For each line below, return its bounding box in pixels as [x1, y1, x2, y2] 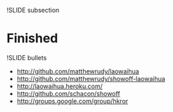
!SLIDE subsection [6, 6, 60, 14]
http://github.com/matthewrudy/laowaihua [16, 66, 140, 76]
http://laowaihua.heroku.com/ [16, 82, 103, 90]
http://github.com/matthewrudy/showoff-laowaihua [16, 74, 166, 83]
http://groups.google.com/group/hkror [16, 97, 129, 105]
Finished [6, 31, 58, 46]
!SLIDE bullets [6, 53, 47, 62]
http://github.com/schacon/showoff [16, 89, 120, 97]
